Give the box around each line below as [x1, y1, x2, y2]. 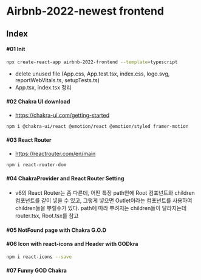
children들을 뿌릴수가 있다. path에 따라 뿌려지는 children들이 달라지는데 [15, 205, 187, 212]
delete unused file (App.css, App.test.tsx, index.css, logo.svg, [15, 70, 170, 77]
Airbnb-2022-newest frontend [6, 4, 165, 18]
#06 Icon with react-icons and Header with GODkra [6, 240, 138, 248]
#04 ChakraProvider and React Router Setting [6, 175, 124, 182]
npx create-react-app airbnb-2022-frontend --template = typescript [6, 59, 178, 65]
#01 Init [6, 46, 26, 53]
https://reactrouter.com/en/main [15, 150, 96, 157]
